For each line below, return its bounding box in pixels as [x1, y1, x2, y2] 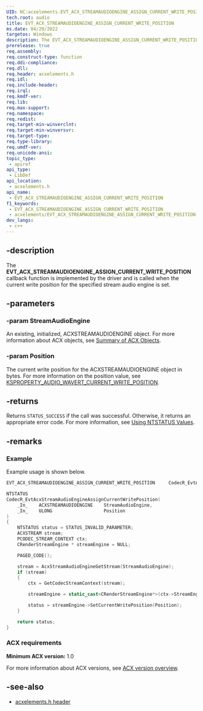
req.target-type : [6, 133, 50, 139]
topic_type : [6, 155, 36, 161]
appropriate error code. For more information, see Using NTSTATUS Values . [6, 419, 195, 426]
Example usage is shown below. [6, 468, 86, 476]
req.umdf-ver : [6, 144, 42, 150]
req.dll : [6, 65, 28, 72]
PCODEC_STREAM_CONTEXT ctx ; [17, 536, 88, 542]
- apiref [8, 161, 31, 167]
